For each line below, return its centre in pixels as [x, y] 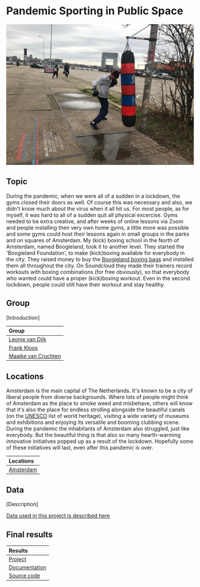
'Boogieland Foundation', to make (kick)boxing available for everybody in [96, 253]
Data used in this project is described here [58, 516]
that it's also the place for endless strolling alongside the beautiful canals [96, 410]
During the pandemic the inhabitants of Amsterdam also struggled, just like [98, 429]
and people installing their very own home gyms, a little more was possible [98, 227]
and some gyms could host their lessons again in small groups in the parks [98, 234]
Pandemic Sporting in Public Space [95, 11]
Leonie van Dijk [27, 339]
